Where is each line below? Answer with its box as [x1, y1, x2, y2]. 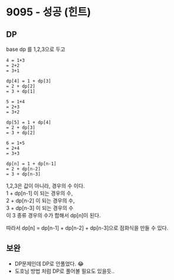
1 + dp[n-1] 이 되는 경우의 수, [6, 190, 73, 197]
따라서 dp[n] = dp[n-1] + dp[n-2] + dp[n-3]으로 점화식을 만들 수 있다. [6, 224, 169, 231]
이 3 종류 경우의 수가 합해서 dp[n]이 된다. [6, 212, 101, 219]
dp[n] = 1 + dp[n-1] [6, 161, 57, 167]
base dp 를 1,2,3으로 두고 [6, 45, 65, 53]
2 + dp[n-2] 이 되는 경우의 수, [6, 197, 75, 204]
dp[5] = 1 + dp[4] [6, 119, 51, 125]
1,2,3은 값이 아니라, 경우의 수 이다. [6, 183, 85, 189]
